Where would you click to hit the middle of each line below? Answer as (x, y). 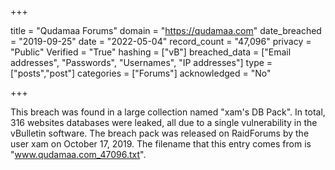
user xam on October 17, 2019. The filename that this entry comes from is (161, 144)
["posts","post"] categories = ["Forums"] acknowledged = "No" (141, 73)
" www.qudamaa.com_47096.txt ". (78, 154)
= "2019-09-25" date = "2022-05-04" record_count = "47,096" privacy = (161, 41)
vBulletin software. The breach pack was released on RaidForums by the (160, 133)
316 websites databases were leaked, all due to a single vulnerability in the (164, 122)
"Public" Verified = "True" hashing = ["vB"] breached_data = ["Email (151, 52)
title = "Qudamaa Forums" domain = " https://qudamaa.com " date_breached (166, 30)
